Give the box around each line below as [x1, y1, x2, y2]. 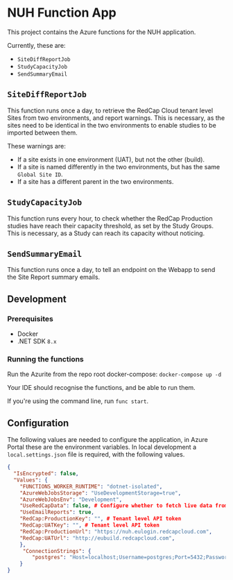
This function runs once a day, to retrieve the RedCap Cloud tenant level [7, 106, 214, 114]
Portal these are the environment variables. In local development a [7, 443, 196, 452]
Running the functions [7, 354, 85, 364]
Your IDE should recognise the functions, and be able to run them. [7, 384, 196, 392]
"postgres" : [32, 554, 67, 561]
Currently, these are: [7, 41, 66, 49]
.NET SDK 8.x [17, 337, 57, 346]
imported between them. [7, 128, 78, 137]
